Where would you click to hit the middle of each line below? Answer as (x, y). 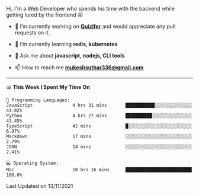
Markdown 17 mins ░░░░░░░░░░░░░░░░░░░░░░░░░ (99, 136)
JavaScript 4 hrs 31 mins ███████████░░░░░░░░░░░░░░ (99, 106)
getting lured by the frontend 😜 (45, 15)
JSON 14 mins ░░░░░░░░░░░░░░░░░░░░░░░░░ (99, 147)
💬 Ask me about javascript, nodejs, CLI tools (70, 55)
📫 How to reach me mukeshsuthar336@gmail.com (79, 67)
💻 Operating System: (33, 163)
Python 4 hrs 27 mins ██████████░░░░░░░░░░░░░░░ (99, 116)
